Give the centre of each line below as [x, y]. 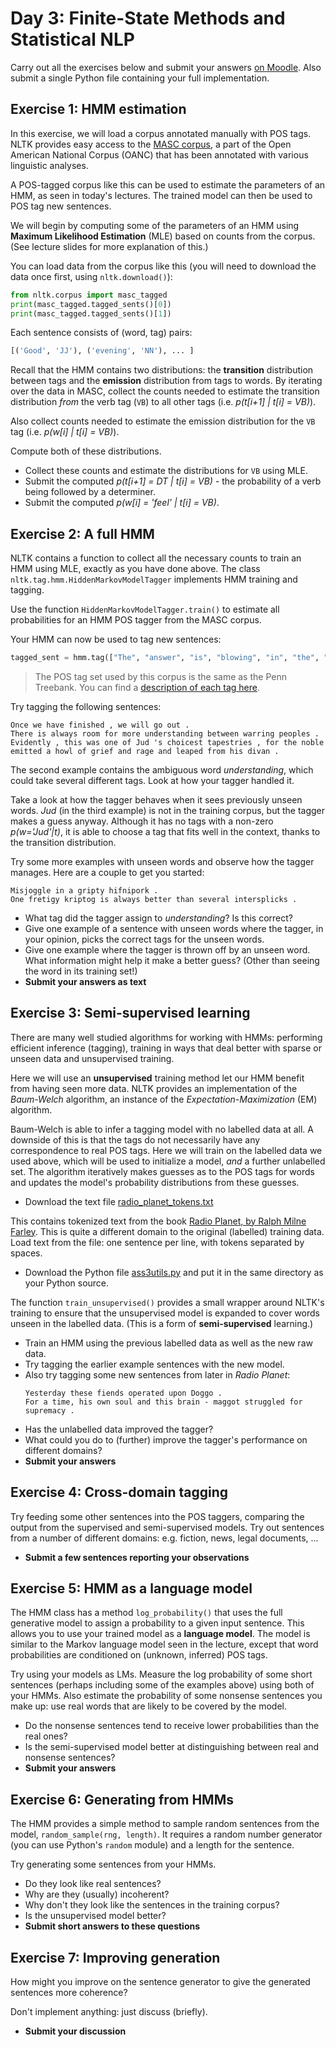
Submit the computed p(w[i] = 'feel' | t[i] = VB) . [122, 503]
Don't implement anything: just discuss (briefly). [109, 2011]
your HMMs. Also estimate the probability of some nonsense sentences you [166, 1696]
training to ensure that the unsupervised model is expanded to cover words [165, 1313]
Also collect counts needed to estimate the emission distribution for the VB [163, 421]
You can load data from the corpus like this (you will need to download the [163, 266]
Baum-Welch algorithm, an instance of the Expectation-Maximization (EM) [164, 1099]
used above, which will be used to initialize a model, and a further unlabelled [168, 1161]
